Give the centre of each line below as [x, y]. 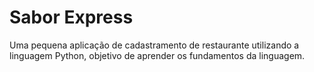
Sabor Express [71, 17]
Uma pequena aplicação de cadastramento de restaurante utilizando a [154, 45]
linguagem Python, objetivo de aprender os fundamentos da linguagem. [157, 55]
